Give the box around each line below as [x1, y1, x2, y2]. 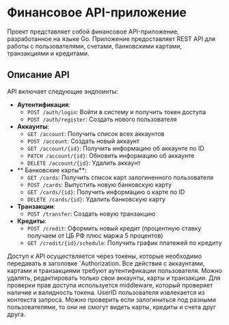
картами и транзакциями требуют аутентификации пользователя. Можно [7, 266, 222, 274]
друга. [7, 310, 26, 318]
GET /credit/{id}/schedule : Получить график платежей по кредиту [27, 238, 222, 247]
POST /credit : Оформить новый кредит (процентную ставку [27, 224, 202, 232]
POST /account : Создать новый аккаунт [27, 137, 140, 145]
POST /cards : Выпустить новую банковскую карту [27, 180, 172, 189]
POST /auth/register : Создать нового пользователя [27, 115, 178, 123]
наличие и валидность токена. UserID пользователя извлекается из [7, 288, 205, 296]
